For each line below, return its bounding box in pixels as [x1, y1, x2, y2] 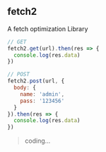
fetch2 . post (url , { [7, 77, 65, 85]
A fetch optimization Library [7, 24, 88, 33]
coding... [24, 136, 51, 145]
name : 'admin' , [20, 90, 65, 98]
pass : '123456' [20, 97, 65, 104]
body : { [13, 85, 37, 92]
